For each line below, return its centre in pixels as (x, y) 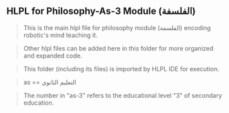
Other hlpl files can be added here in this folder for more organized (118, 48)
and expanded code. (53, 55)
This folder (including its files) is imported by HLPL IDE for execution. (121, 68)
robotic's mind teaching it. (60, 35)
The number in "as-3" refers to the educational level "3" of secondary (122, 95)
